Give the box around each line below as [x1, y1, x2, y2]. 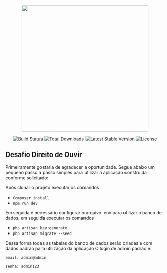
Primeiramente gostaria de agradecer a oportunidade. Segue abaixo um [5, 164, 155, 170]
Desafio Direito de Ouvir [5, 150, 82, 159]
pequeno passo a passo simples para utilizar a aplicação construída [5, 169, 147, 175]
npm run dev [12, 201, 38, 206]
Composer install [12, 195, 50, 200]
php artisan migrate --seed [12, 231, 72, 236]
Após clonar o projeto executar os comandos [5, 184, 99, 190]
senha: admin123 [5, 264, 39, 269]
